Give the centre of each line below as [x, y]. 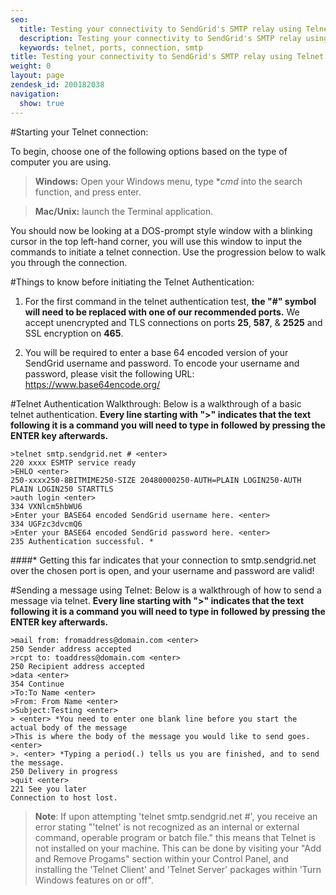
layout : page [37, 76]
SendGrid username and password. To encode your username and [162, 363]
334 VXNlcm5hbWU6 [46, 506]
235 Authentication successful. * [82, 541]
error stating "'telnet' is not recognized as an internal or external [167, 827]
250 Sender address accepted [71, 649]
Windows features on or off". [94, 880]
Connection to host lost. [64, 797]
